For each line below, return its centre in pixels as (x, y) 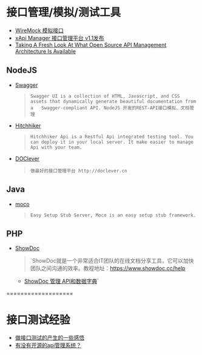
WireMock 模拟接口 (39, 30)
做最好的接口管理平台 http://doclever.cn (79, 171)
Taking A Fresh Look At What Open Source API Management (91, 45)
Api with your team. (56, 147)
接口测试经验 (39, 320)
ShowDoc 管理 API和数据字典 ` (61, 281)
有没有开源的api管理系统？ (48, 345)
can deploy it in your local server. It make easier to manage (112, 142)
